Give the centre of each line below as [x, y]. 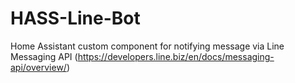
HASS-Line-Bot [75, 18]
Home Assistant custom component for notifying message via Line [147, 46]
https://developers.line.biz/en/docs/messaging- [176, 56]
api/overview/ [38, 67]
